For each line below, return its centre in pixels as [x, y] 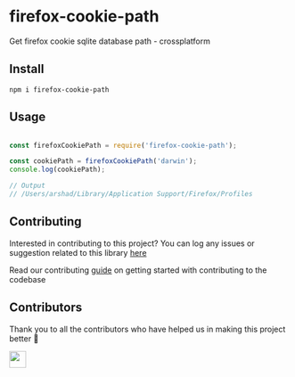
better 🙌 [24, 338]
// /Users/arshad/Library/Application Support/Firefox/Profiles [131, 194]
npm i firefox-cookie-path [59, 90]
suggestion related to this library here [78, 252]
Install [27, 69]
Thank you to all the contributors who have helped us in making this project [147, 329]
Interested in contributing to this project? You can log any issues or [132, 243]
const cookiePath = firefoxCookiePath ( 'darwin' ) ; [103, 161]
